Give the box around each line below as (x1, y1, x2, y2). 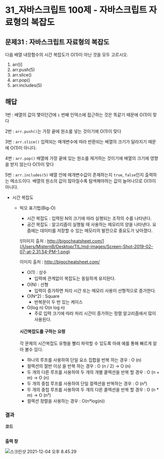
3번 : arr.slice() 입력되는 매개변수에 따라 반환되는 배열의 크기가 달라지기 (5, 138, 147, 145)
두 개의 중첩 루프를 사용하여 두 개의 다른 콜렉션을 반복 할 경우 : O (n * (27, 387, 159, 393)
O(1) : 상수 (27, 269, 47, 275)
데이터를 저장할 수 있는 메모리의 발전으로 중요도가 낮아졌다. (40, 228, 153, 233)
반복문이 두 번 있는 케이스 (34, 299, 83, 305)
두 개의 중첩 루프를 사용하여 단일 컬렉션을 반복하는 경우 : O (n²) (27, 381, 148, 386)
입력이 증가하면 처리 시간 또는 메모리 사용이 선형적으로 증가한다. (34, 287, 156, 293)
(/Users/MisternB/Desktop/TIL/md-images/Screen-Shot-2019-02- (19, 243, 153, 249)
